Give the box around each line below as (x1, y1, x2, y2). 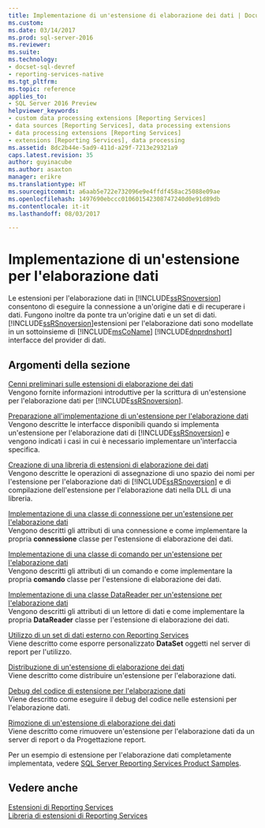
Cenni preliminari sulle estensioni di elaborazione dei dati (8, 380, 193, 388)
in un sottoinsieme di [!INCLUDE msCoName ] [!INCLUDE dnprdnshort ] (8, 327, 233, 336)
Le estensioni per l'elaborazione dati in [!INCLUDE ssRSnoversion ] (8, 294, 222, 303)
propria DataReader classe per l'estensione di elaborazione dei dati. (8, 615, 230, 624)
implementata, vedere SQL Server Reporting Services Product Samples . (8, 759, 242, 768)
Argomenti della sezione (8, 358, 131, 372)
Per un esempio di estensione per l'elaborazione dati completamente (8, 751, 232, 759)
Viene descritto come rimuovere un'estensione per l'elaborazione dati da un (8, 727, 255, 736)
